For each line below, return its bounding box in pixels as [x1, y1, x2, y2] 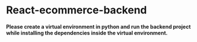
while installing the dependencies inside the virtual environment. [6, 29, 168, 36]
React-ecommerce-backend [6, 3, 147, 17]
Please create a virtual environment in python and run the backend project [6, 23, 191, 30]
